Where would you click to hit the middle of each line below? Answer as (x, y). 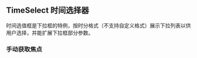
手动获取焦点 (24, 49)
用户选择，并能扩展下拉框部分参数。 (50, 32)
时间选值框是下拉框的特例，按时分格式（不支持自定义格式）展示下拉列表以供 (98, 26)
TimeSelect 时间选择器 (47, 10)
